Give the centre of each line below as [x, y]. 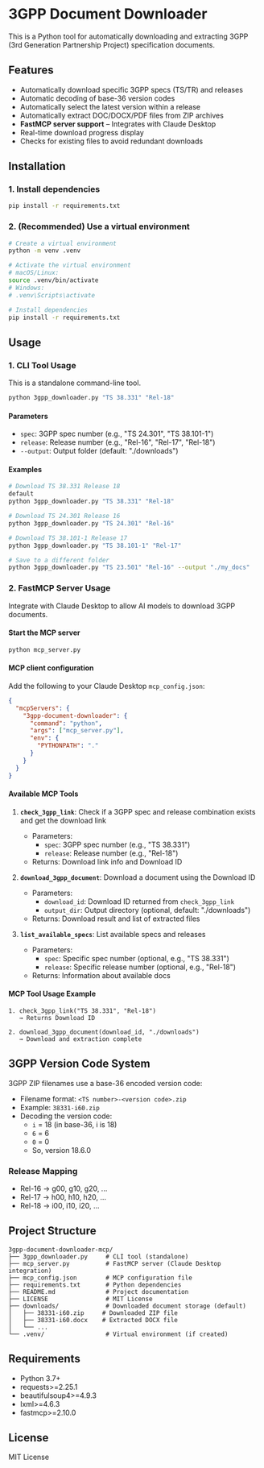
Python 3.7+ [40, 1378]
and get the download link [63, 820]
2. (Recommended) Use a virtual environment [99, 226]
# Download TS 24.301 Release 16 [64, 516]
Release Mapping [43, 1171]
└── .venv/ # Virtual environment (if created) [118, 1334]
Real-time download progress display [82, 132]
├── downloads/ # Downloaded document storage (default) [128, 1306]
